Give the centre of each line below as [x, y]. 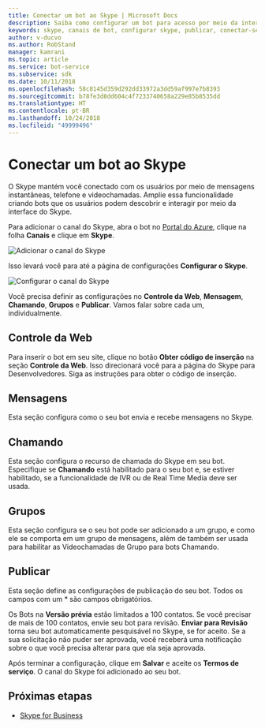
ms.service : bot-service [49, 67]
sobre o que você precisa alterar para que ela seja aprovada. [107, 648]
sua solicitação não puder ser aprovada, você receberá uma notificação [125, 639]
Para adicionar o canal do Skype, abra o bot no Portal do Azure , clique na [127, 226]
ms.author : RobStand [42, 45]
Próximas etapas [50, 696]
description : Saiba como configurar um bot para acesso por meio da [123, 23]
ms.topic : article [38, 60]
